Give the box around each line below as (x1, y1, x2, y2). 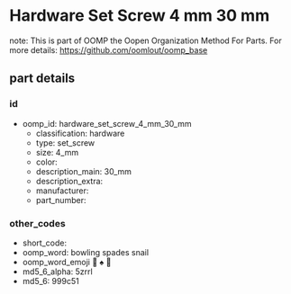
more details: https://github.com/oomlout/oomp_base (9, 44, 208, 55)
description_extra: (35, 175, 104, 186)
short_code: (22, 237, 68, 248)
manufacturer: (35, 185, 89, 196)
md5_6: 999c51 (22, 275, 79, 286)
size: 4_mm (35, 147, 79, 157)
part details (9, 71, 76, 86)
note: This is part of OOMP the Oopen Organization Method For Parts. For (9, 35, 282, 46)
